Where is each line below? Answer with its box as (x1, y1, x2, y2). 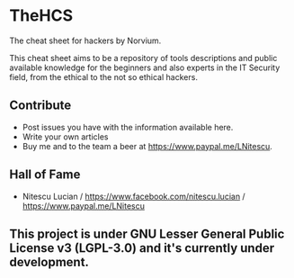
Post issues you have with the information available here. (22, 121, 234, 132)
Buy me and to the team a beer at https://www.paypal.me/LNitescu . (22, 140, 272, 151)
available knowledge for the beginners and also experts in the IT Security (9, 62, 281, 73)
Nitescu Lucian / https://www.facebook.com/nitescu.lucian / (22, 191, 245, 202)
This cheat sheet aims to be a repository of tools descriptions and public (9, 52, 278, 63)
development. (9, 254, 90, 270)
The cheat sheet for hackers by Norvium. (9, 35, 162, 46)
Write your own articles (22, 131, 109, 142)
